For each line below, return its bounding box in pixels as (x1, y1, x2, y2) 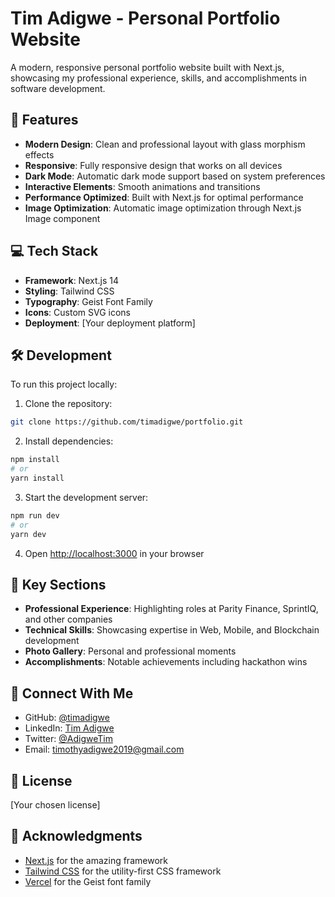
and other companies (24, 613, 113, 626)
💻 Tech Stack (10, 243, 99, 260)
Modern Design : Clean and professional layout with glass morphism (24, 138, 306, 150)
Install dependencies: (24, 435, 114, 447)
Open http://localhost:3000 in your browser (24, 547, 205, 559)
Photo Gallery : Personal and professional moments (24, 645, 237, 657)
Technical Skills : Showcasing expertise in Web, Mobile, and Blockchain (24, 624, 320, 636)
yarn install (10, 473, 65, 483)
